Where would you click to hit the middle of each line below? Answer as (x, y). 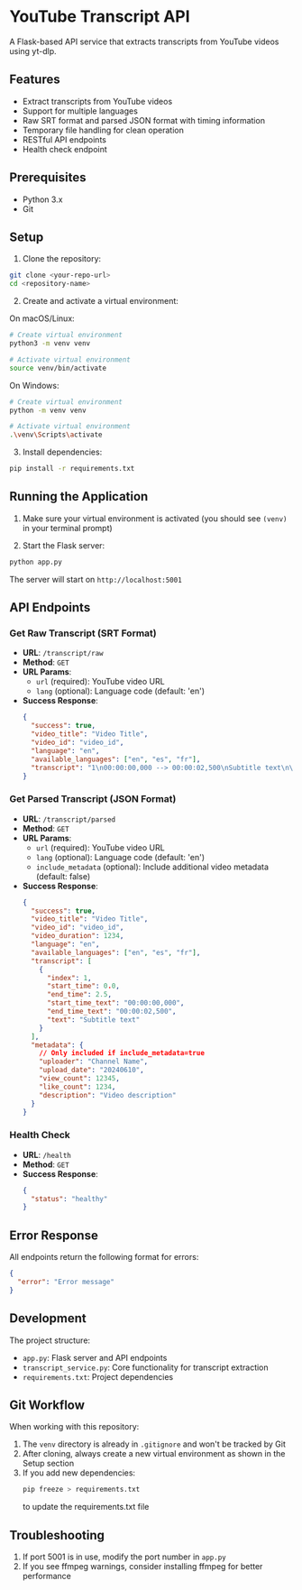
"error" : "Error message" (66, 1282)
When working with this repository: (74, 1427)
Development (48, 1319)
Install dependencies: (62, 452)
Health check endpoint (65, 149)
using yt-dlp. (33, 51)
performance (47, 1576)
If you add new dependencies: (79, 1473)
